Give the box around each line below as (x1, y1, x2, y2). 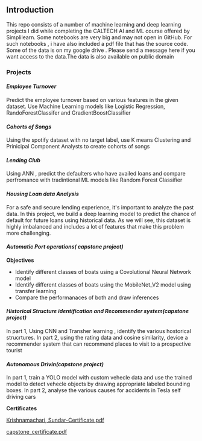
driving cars (6, 393, 36, 401)
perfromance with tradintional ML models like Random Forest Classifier (6, 176, 183, 183)
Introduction (6, 5, 54, 15)
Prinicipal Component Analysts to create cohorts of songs (6, 143, 150, 150)
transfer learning (14, 287, 57, 294)
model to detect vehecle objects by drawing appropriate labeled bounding (6, 380, 191, 388)
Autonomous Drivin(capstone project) (6, 360, 104, 367)
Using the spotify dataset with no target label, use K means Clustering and (6, 136, 191, 144)
